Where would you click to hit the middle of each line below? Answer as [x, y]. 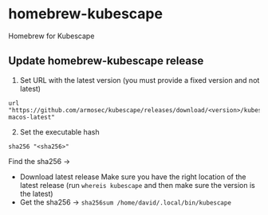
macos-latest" [32, 117]
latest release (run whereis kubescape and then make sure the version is [137, 185]
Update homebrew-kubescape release [106, 61]
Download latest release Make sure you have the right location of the [133, 177]
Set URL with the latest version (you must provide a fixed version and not [140, 80]
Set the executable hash [59, 131]
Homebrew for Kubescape [51, 36]
